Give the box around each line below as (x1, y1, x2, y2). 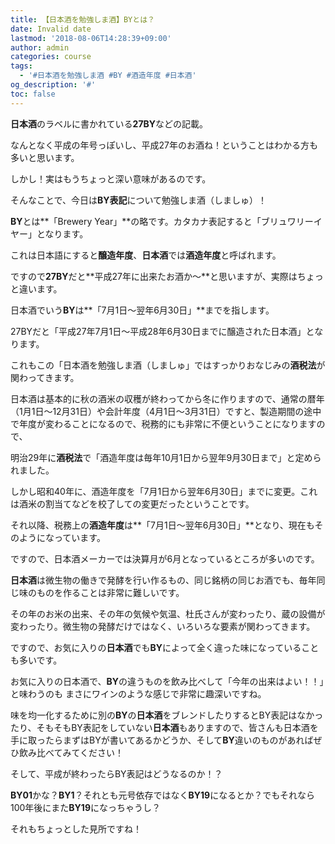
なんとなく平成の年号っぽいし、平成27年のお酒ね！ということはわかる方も (10, 139, 319, 151)
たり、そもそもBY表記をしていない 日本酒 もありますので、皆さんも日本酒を (10, 721, 319, 733)
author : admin (10, 42, 70, 53)
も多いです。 (10, 654, 63, 666)
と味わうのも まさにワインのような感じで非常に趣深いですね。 (10, 687, 267, 700)
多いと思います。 (10, 151, 80, 163)
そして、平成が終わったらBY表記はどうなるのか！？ (10, 767, 223, 780)
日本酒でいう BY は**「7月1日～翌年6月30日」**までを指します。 (10, 304, 275, 316)
